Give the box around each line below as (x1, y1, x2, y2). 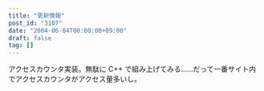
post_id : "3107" (8, 19, 63, 27)
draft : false (8, 34, 52, 42)
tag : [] (8, 42, 35, 49)
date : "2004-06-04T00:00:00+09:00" (8, 26, 128, 34)
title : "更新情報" (8, 11, 66, 20)
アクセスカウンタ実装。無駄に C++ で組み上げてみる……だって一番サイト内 (8, 65, 257, 74)
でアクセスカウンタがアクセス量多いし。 (8, 74, 142, 84)
